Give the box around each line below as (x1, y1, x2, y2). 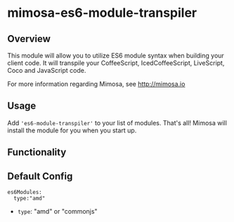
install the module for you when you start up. (7, 126, 137, 134)
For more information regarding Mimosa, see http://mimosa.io (7, 80, 186, 88)
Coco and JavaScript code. (7, 67, 86, 74)
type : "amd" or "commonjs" (17, 207, 98, 216)
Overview (7, 33, 51, 45)
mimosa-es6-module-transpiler (7, 5, 197, 21)
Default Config (7, 170, 73, 182)
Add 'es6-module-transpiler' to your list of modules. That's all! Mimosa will (7, 118, 227, 127)
